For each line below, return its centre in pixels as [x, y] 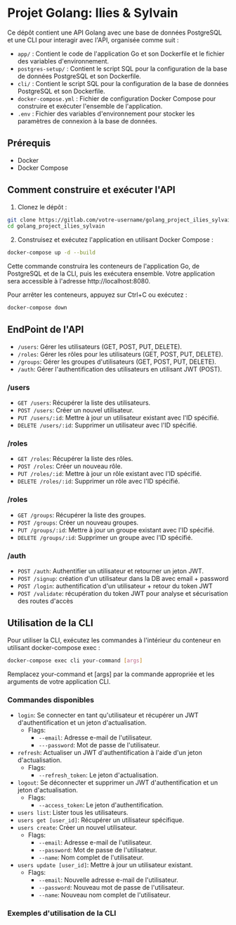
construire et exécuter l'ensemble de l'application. [90, 106]
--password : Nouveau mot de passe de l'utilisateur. [111, 888]
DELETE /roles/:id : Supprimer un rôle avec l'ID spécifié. [99, 482]
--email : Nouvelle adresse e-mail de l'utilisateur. [109, 880]
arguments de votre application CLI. [59, 681]
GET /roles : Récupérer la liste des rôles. [75, 459]
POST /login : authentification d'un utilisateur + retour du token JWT [115, 586]
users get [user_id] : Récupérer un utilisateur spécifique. [101, 820]
